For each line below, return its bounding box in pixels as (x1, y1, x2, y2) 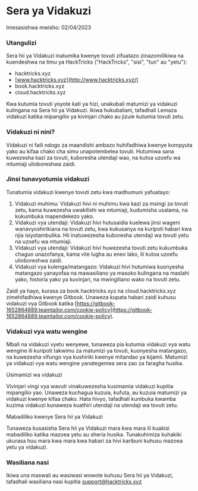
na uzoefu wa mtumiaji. (14, 237, 73, 245)
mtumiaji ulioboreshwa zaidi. (6, 160, 76, 167)
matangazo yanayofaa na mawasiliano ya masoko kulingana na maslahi (14, 269, 189, 277)
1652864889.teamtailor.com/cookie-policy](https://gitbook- (6, 306, 153, 313)
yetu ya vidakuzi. (6, 444, 48, 451)
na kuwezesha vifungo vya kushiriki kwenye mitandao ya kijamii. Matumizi (6, 353, 188, 360)
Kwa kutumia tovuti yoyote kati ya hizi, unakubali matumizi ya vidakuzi (6, 100, 178, 107)
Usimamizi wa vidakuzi (6, 371, 62, 378)
